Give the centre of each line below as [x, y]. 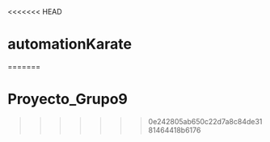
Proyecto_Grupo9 [68, 99]
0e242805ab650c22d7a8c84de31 [205, 121]
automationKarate [70, 44]
